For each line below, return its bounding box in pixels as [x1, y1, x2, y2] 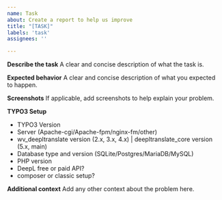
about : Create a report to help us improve [7, 16, 133, 23]
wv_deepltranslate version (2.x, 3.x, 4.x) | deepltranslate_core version [16, 135, 213, 144]
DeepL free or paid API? [16, 164, 85, 173]
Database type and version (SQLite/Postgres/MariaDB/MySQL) [16, 150, 194, 158]
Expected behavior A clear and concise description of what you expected [7, 73, 216, 82]
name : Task [7, 10, 38, 17]
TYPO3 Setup [7, 108, 47, 116]
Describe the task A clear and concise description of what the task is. [7, 60, 204, 68]
